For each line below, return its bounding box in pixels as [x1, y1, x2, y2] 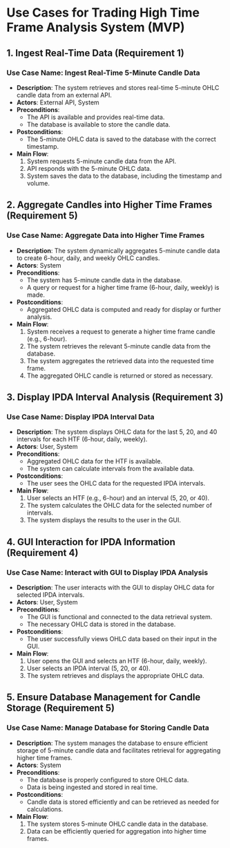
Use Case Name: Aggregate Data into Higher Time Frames [6, 230, 205, 240]
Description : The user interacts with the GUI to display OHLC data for [16, 583, 215, 591]
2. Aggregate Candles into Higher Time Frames [6, 199, 213, 211]
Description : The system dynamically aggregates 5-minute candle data [16, 246, 220, 255]
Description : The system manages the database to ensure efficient [16, 739, 208, 747]
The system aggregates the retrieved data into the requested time [26, 356, 215, 365]
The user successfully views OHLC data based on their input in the [26, 634, 217, 643]
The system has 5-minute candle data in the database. [26, 275, 182, 284]
